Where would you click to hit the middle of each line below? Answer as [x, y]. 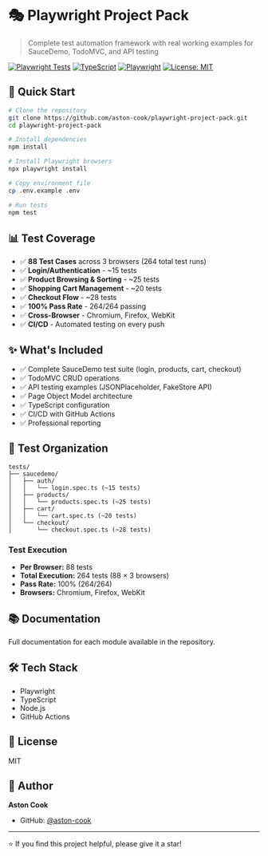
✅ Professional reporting [60, 423]
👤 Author [31, 785]
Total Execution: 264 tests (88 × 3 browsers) [95, 576]
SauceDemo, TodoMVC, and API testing [93, 51]
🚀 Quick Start [42, 92]
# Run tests [28, 205]
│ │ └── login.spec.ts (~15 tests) [75, 487]
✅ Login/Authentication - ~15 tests [78, 270]
